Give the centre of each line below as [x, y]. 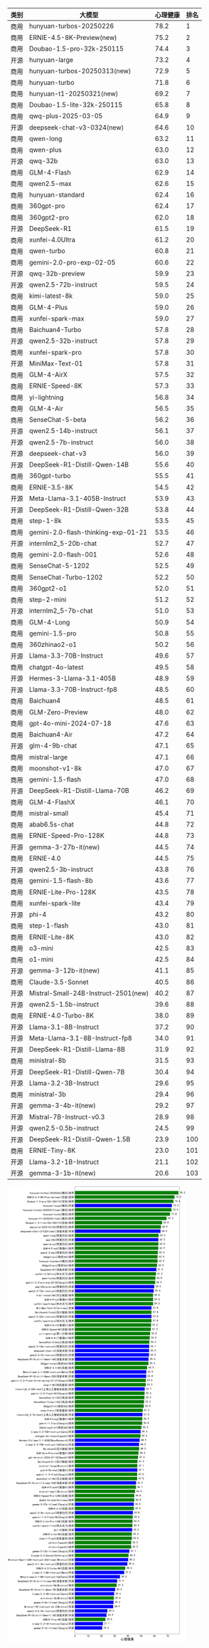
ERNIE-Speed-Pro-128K [67, 836]
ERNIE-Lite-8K [52, 937]
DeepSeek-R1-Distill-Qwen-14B [79, 465]
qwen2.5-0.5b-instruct [64, 1128]
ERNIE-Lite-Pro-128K [63, 892]
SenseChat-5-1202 [60, 566]
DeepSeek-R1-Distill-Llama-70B [79, 791]
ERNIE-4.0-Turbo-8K [62, 1015]
